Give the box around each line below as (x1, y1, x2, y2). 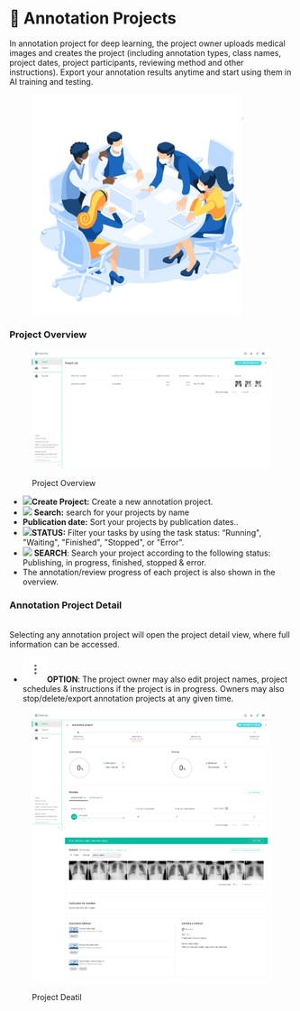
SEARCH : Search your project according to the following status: (33, 547, 271, 558)
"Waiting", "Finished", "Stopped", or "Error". (22, 537, 185, 548)
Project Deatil (32, 991, 83, 1002)
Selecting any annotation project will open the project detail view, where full (9, 629, 290, 639)
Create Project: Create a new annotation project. (31, 496, 214, 508)
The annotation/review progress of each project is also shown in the (22, 567, 276, 578)
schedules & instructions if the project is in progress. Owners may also (22, 683, 285, 694)
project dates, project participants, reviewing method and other (9, 57, 244, 68)
